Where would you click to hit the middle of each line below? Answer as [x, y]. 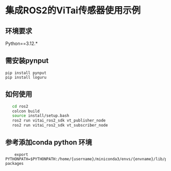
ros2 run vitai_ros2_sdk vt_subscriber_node [60, 126]
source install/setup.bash [41, 116]
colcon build [26, 111]
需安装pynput [27, 61]
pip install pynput [26, 73]
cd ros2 [20, 106]
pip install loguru [26, 77]
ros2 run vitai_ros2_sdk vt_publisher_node [59, 120]
